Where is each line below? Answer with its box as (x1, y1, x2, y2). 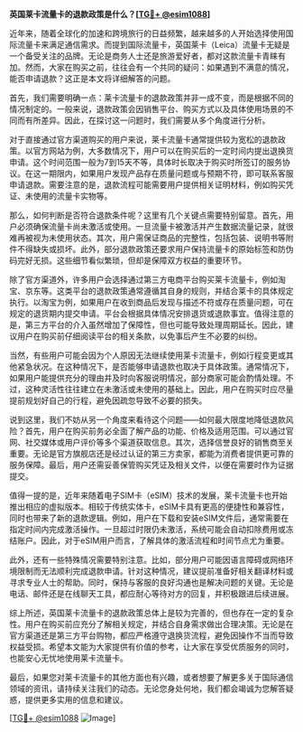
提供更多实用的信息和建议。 (24, 695, 128, 705)
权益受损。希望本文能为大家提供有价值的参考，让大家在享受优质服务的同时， (9, 642, 294, 652)
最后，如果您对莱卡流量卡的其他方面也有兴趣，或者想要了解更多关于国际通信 (9, 672, 294, 682)
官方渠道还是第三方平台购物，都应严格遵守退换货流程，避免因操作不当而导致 (9, 630, 294, 641)
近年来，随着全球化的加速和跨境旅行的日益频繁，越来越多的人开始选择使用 (9, 28, 286, 39)
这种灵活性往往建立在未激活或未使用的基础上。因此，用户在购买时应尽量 (24, 384, 294, 394)
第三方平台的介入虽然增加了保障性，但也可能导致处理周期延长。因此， (24, 320, 286, 330)
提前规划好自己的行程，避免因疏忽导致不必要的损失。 (9, 395, 207, 406)
